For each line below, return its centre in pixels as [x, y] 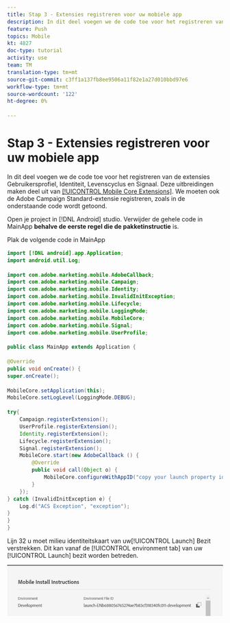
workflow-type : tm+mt [38, 87]
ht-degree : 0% [27, 101]
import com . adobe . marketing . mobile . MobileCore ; [76, 318]
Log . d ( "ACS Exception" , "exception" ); [75, 506]
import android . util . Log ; [44, 260]
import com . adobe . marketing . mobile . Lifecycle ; [75, 304]
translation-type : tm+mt [42, 72]
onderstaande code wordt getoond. [57, 206]
